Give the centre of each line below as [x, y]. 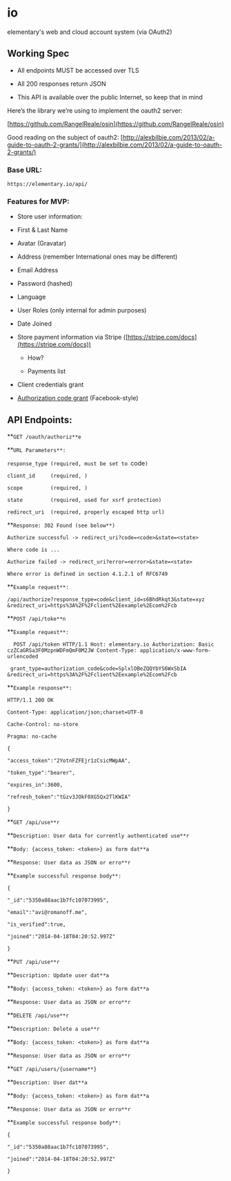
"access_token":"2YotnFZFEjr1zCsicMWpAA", [69, 761]
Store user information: [50, 216]
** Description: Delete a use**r [53, 1029]
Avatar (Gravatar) [42, 243]
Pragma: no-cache [32, 737]
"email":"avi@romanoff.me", [48, 913]
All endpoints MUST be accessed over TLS [78, 70]
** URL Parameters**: [37, 450]
